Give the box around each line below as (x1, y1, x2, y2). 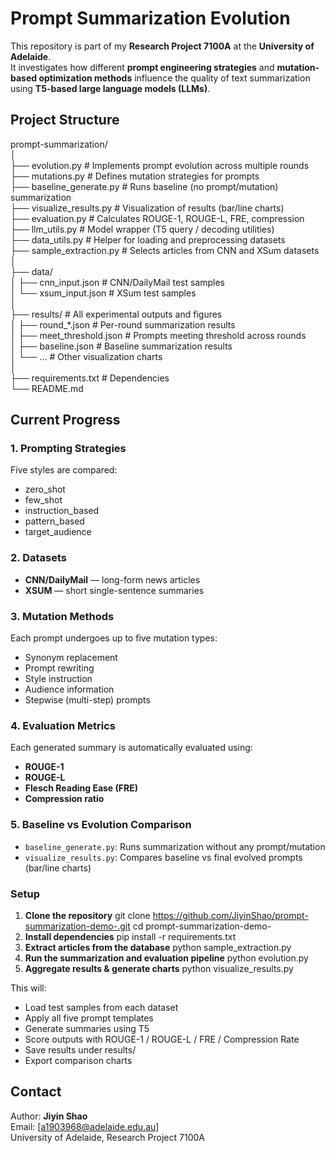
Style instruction (24, 673, 93, 685)
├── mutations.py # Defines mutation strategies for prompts (10, 170, 260, 182)
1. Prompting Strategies (10, 442, 127, 456)
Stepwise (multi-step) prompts (24, 694, 151, 706)
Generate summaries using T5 (24, 1022, 150, 1034)
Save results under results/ (24, 1043, 137, 1056)
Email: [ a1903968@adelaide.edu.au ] (10, 1120, 160, 1132)
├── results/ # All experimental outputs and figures (10, 308, 223, 320)
